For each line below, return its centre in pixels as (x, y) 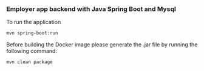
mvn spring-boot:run (32, 33)
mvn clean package (29, 62)
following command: (32, 51)
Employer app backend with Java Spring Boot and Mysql (91, 9)
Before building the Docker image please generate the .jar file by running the (102, 45)
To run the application (34, 22)
